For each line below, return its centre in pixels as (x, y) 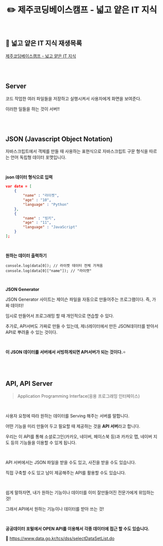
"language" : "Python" (46, 204)
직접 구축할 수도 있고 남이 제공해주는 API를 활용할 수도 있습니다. (66, 473)
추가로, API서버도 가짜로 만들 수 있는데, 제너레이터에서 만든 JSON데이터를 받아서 (82, 326)
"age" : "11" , (37, 223)
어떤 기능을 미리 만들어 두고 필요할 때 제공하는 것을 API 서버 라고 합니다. (73, 426)
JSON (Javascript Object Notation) (59, 139)
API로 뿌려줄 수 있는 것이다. (32, 332)
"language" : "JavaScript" (50, 227)
